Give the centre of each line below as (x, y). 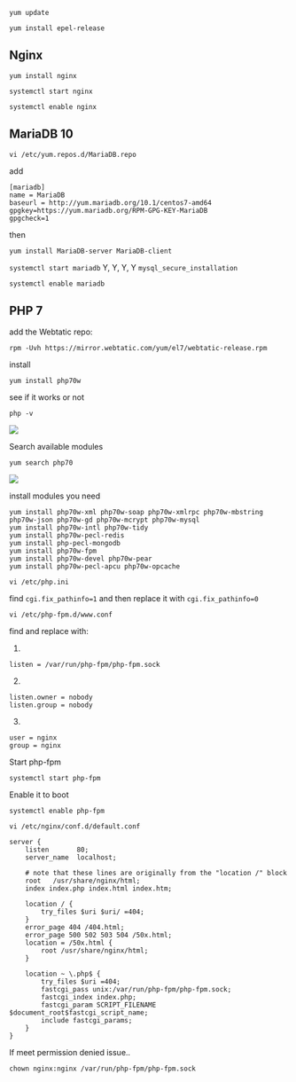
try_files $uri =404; (81, 982)
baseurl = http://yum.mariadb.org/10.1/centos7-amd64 (111, 203)
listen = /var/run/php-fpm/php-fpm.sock (85, 665)
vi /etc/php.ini (39, 582)
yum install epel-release (57, 28)
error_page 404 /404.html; (75, 928)
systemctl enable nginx (53, 106)
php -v (21, 414)
